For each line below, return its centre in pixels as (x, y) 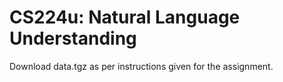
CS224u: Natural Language (125, 17)
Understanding (73, 38)
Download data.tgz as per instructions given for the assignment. (141, 66)
